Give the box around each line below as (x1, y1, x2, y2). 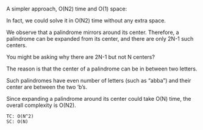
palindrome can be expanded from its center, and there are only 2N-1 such (6, 35, 194, 42)
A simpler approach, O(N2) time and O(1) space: (6, 5, 127, 12)
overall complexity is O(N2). (6, 101, 76, 109)
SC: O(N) (6, 118, 29, 125)
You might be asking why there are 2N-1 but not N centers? (6, 53, 155, 60)
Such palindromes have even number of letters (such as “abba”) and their (6, 77, 191, 84)
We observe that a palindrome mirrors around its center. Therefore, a (6, 29, 179, 36)
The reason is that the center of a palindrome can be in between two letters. (6, 65, 198, 72)
